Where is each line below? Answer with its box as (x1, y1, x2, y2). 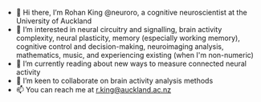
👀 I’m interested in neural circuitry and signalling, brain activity (15, 25, 222, 34)
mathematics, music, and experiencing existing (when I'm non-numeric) (15, 51, 255, 59)
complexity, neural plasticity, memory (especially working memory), (15, 33, 241, 43)
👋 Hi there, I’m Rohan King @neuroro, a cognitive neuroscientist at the (15, 8, 247, 17)
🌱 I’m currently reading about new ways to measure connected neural (15, 59, 247, 68)
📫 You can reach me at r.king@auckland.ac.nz (15, 85, 171, 94)
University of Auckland (15, 16, 92, 26)
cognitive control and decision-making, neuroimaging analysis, (15, 42, 224, 51)
